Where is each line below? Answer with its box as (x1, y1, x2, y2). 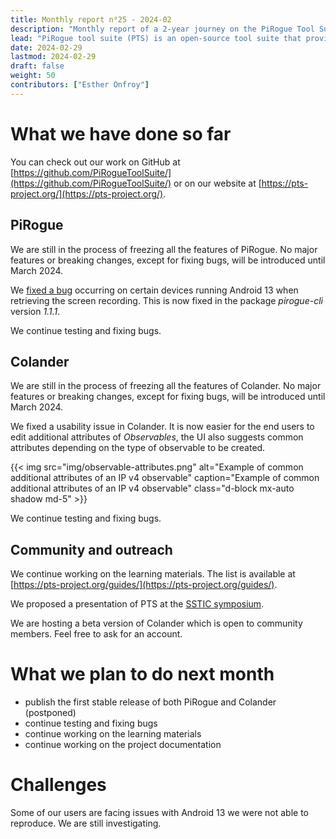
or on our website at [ (173, 177, 262, 189)
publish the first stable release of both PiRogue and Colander (24, 696, 277, 708)
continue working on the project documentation (24, 739, 222, 751)
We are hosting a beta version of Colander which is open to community (10, 617, 303, 630)
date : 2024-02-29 (10, 42, 83, 53)
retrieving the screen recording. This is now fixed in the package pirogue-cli (10, 294, 323, 306)
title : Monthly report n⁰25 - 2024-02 (10, 14, 172, 25)
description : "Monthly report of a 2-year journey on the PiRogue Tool (10, 24, 315, 34)
